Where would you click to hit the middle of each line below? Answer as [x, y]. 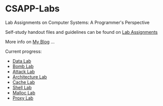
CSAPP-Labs [32, 9]
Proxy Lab [23, 98]
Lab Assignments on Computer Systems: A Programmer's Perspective [77, 22]
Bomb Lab [23, 66]
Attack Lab [23, 71]
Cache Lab [23, 82]
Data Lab [22, 61]
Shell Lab [22, 87]
